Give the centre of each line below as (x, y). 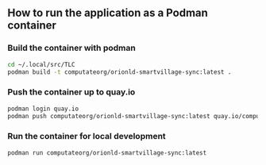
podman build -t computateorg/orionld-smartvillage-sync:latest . (120, 72)
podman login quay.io (43, 109)
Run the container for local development (87, 136)
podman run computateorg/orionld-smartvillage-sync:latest (107, 153)
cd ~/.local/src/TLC (42, 64)
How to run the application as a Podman (108, 13)
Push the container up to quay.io (71, 92)
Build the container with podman (71, 48)
